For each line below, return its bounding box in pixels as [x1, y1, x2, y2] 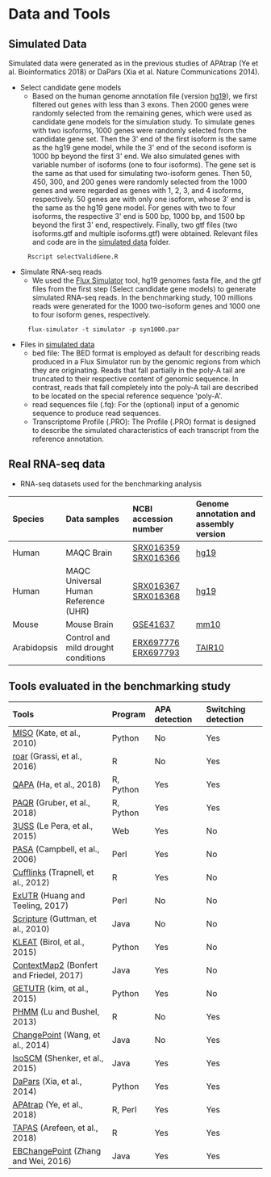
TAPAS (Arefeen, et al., [12, 1122, 98, 1133]
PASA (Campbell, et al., [12, 843, 100, 855]
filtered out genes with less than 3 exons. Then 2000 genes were [31, 100, 249, 109]
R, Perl [111, 1103, 137, 1115]
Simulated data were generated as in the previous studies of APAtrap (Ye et [8, 58, 259, 68]
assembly [195, 518, 235, 529]
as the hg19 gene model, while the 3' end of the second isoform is [31, 143, 252, 152]
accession [132, 513, 173, 524]
